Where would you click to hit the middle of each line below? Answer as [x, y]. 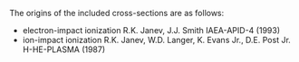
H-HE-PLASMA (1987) [64, 49]
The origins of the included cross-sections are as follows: [117, 13]
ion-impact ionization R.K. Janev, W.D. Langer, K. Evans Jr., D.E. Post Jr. [157, 40]
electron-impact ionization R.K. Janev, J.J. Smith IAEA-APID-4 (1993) [151, 30]
